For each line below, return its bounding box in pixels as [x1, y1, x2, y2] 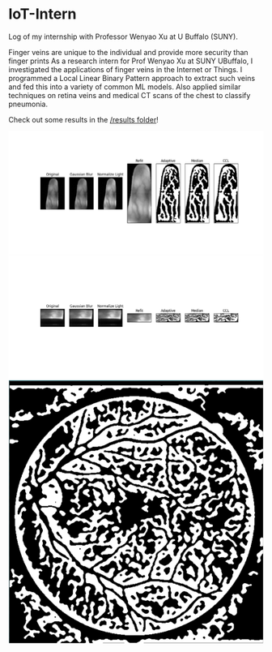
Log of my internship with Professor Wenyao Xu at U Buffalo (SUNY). [8, 32, 239, 41]
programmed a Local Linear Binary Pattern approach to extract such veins [8, 73, 256, 83]
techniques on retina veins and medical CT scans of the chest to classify [8, 90, 251, 100]
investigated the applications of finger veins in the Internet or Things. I [8, 64, 243, 74]
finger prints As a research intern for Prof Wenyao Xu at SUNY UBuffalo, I [8, 56, 253, 66]
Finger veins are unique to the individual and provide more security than [8, 47, 249, 57]
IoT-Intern [8, 5, 77, 24]
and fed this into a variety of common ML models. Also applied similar [8, 82, 241, 92]
